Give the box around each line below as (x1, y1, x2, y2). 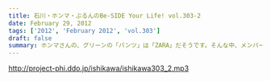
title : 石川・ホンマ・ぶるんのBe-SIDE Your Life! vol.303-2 (8, 11, 202, 20)
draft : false (8, 34, 52, 43)
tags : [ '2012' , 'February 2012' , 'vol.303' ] (8, 26, 161, 34)
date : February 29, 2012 (8, 19, 92, 27)
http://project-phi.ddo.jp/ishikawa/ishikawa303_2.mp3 (8, 63, 190, 73)
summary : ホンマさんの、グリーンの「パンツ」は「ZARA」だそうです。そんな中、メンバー (8, 42, 265, 50)
